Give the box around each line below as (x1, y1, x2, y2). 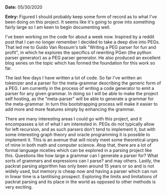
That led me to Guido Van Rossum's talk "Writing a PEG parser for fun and (5, 44, 156, 50)
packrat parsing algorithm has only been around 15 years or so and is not (5, 163, 155, 169)
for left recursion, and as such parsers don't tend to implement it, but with (5, 126, 156, 132)
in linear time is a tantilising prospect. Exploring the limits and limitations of (5, 174, 158, 179)
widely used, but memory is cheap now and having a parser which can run (5, 168, 158, 174)
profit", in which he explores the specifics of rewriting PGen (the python (5, 49, 152, 55)
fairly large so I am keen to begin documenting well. (5, 24, 111, 30)
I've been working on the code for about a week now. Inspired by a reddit (5, 34, 155, 39)
